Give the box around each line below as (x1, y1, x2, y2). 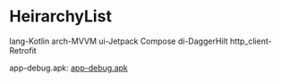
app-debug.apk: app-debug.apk (9, 62, 128, 73)
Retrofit (9, 45, 38, 55)
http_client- (229, 36, 272, 46)
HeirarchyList (9, 6, 112, 27)
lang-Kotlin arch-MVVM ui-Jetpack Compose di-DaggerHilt (9, 36, 228, 46)
